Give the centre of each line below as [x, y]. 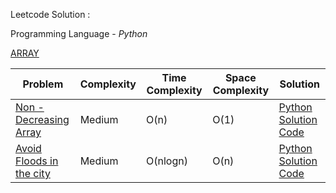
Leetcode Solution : [50, 14]
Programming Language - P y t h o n [79, 33]
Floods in [37, 161]
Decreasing [42, 119]
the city [33, 173]
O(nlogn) [167, 161]
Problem [43, 84]
